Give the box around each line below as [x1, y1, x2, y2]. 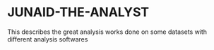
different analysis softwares [7, 35, 88, 43]
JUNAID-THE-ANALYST [7, 4, 150, 20]
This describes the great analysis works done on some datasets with [7, 27, 207, 36]
